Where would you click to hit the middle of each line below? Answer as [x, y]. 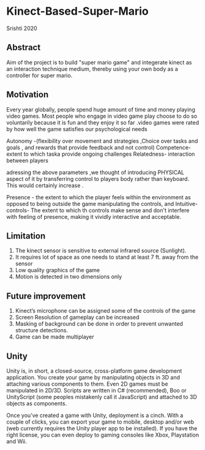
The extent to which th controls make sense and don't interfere [110, 210]
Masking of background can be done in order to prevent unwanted [99, 324]
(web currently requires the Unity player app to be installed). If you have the [102, 428]
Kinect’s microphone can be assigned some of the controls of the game [105, 311]
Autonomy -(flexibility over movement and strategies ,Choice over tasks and [102, 141]
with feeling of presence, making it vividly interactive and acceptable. [94, 216]
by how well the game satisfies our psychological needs [77, 129]
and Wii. [17, 441]
